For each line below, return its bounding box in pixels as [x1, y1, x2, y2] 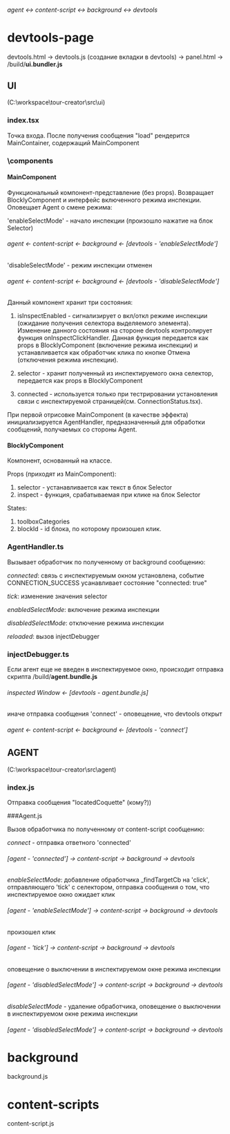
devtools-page [7, 30, 95, 45]
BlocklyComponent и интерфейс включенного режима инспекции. [7, 196, 202, 204]
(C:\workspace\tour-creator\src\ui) [7, 98, 106, 106]
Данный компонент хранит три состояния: [7, 298, 133, 307]
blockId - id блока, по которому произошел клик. [17, 525, 162, 533]
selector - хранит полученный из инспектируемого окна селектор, [17, 369, 214, 378]
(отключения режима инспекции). [17, 356, 119, 364]
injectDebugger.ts [7, 649, 70, 659]
